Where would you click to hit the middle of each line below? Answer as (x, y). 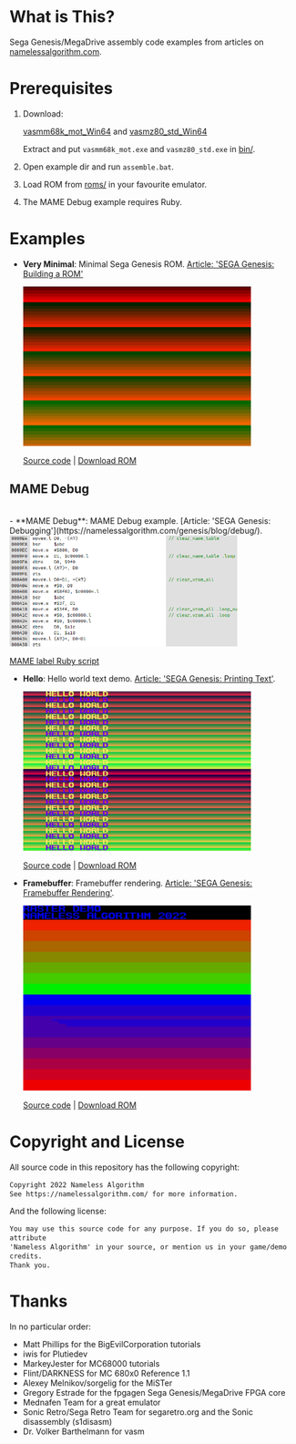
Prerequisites (61, 89)
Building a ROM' (53, 273)
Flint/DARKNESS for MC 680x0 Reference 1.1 (106, 1374)
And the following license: (58, 1211)
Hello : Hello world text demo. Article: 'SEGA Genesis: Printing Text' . (149, 679)
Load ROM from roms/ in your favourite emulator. (115, 184)
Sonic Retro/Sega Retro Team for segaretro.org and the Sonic (138, 1412)
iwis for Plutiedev (55, 1354)
